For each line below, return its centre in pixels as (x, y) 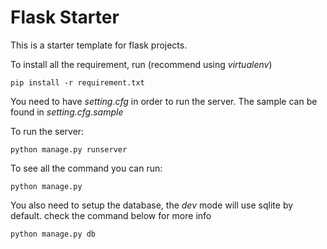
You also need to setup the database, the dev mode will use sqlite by (152, 205)
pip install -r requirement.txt (77, 82)
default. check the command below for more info (111, 215)
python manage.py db (53, 234)
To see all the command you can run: (86, 168)
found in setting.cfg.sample (67, 112)
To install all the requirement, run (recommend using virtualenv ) (141, 64)
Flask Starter (65, 17)
